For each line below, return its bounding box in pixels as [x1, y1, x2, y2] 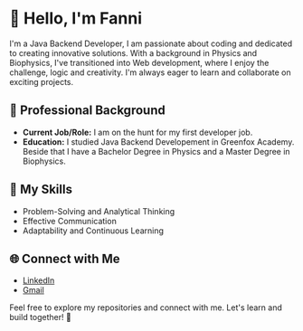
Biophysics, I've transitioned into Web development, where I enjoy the [9, 57, 270, 68]
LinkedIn [22, 275, 55, 286]
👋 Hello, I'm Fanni [9, 8, 143, 29]
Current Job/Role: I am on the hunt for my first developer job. [22, 127, 253, 137]
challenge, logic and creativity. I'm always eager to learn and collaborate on [9, 67, 291, 78]
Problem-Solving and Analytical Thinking [22, 205, 175, 216]
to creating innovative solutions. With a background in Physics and [9, 47, 258, 58]
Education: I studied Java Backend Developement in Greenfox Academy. [22, 136, 295, 147]
